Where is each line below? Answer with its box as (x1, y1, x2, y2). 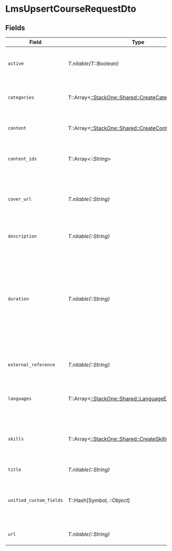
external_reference (8, 362, 55, 367)
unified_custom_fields (8, 497, 63, 503)
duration (8, 296, 29, 302)
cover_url (8, 196, 32, 202)
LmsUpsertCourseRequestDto (5, 3, 137, 15)
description (8, 233, 37, 239)
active (8, 61, 24, 67)
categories (8, 95, 34, 100)
